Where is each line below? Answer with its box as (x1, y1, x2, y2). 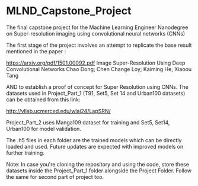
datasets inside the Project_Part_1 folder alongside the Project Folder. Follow (6, 167, 192, 174)
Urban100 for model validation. (6, 125, 82, 132)
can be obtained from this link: (6, 96, 81, 103)
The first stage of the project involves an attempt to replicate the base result (6, 41, 192, 49)
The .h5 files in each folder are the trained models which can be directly (6, 136, 182, 143)
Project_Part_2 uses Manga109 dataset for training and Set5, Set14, (6, 118, 170, 126)
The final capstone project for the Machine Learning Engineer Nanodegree (6, 24, 189, 31)
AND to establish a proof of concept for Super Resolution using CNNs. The (6, 83, 189, 90)
